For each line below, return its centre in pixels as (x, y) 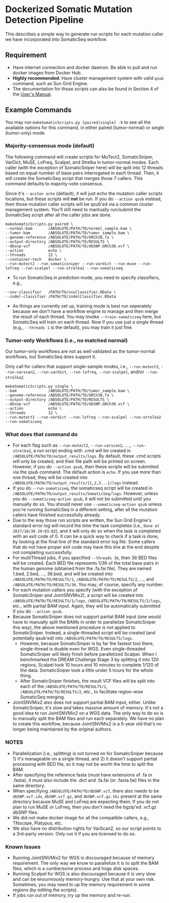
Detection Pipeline (45, 20)
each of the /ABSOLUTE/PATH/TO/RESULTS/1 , (64, 686)
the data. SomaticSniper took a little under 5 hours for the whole (87, 670)
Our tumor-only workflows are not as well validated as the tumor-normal (80, 351)
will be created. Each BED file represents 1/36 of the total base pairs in (86, 563)
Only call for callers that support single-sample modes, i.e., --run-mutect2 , (82, 367)
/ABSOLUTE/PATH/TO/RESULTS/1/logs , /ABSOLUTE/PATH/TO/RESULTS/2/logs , (87, 600)
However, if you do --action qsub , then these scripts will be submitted (86, 467)
